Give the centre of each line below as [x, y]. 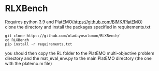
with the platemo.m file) [29, 63]
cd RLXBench [17, 40]
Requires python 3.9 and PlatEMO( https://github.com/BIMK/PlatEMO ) [74, 22]
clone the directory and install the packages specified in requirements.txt [78, 27]
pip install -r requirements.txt [39, 44]
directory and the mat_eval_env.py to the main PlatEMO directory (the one [79, 58]
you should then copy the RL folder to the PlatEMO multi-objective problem [80, 53]
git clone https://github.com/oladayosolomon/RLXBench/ [62, 36]
